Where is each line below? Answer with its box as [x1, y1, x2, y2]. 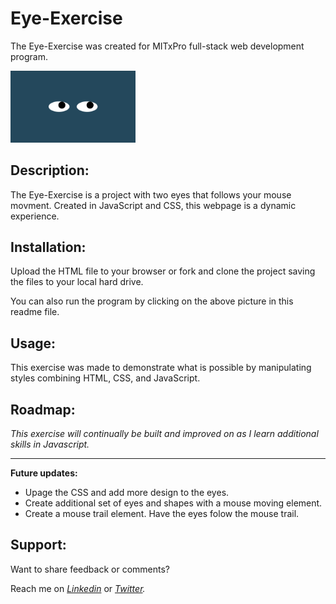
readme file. [10, 306, 60, 318]
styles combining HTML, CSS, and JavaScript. [10, 372, 201, 384]
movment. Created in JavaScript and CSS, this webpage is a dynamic [10, 199, 297, 211]
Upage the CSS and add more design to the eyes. [24, 487, 230, 499]
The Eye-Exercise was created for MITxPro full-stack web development [10, 40, 305, 52]
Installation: [10, 238, 87, 256]
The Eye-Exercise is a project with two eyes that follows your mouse [10, 188, 292, 201]
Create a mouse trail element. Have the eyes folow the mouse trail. [24, 508, 300, 520]
